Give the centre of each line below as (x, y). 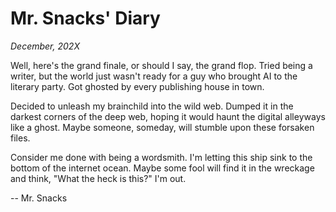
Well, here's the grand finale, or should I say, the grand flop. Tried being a (161, 65)
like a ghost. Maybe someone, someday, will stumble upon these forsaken (162, 127)
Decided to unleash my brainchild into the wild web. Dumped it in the (152, 106)
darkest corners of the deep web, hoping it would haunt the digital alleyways (168, 116)
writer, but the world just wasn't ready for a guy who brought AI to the (154, 76)
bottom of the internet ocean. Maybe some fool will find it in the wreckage (162, 168)
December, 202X (45, 46)
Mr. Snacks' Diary (85, 18)
